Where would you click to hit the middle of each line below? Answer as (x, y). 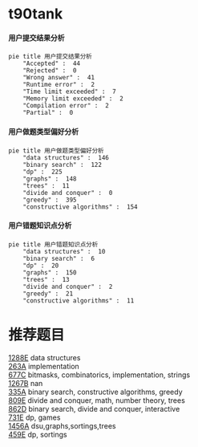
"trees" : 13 (46, 279)
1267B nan (26, 383)
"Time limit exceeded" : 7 (69, 92)
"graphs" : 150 (50, 272)
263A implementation (44, 366)
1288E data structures (44, 357)
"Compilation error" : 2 (66, 106)
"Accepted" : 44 (52, 64)
